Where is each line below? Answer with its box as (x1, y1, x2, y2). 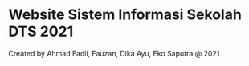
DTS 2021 (8, 22, 74, 41)
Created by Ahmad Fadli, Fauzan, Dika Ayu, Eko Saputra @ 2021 (8, 49, 220, 58)
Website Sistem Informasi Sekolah (8, 6, 243, 24)
